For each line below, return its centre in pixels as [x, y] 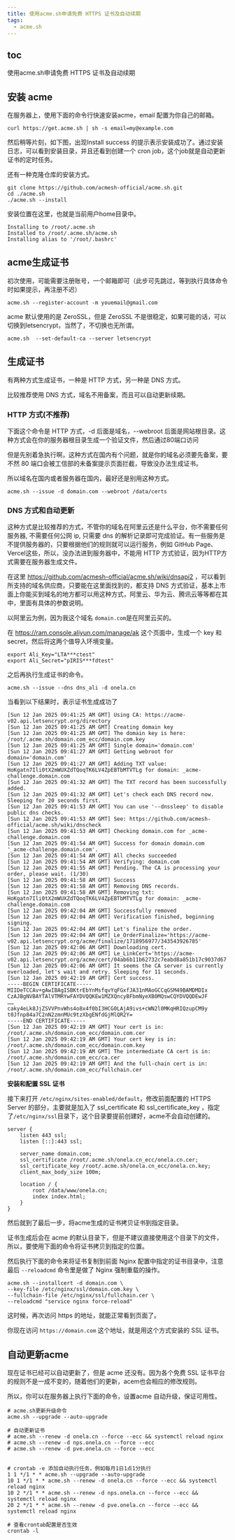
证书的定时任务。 [32, 159]
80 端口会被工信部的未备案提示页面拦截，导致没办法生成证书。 [112, 463]
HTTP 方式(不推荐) [38, 415]
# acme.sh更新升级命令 [37, 1411]
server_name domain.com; [56, 1154]
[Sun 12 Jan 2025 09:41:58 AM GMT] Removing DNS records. [93, 886]
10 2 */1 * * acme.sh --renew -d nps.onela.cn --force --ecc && [103, 1493]
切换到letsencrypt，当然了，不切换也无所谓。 [73, 325]
